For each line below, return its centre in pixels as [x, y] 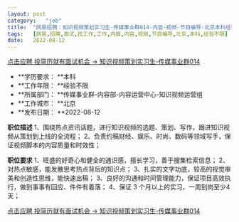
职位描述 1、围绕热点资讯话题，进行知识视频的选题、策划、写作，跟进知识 [116, 127]
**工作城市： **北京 [47, 103]
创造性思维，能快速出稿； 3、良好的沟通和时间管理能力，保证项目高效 [122, 178]
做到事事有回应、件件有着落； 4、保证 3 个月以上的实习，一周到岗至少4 [125, 187]
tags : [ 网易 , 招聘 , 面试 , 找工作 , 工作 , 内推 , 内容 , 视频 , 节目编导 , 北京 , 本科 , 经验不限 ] [118, 34]
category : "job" [34, 21]
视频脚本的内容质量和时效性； [57, 145]
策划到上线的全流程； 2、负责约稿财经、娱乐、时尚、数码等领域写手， [122, 137]
